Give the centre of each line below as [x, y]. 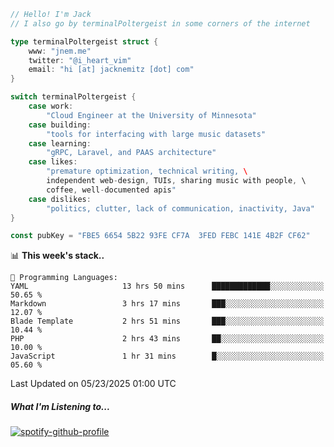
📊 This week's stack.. [57, 256]
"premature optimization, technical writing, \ [147, 171]
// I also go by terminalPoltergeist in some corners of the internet [160, 23]
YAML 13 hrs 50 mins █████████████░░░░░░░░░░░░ [167, 286]
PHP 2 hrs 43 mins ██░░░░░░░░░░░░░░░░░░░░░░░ [167, 339]
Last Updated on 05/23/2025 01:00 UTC [93, 384]
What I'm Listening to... [60, 406]
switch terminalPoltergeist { [73, 97]
